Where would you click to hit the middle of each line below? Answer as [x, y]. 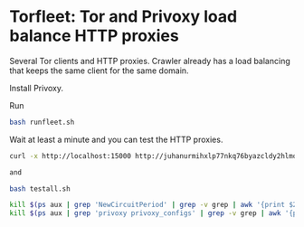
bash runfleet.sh [42, 122]
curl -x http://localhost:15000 [70, 156]
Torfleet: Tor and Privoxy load [123, 17]
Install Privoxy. [36, 88]
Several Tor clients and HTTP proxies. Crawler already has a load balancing [150, 61]
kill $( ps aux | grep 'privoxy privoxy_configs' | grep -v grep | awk [145, 213]
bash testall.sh [40, 189]
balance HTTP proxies [94, 36]
